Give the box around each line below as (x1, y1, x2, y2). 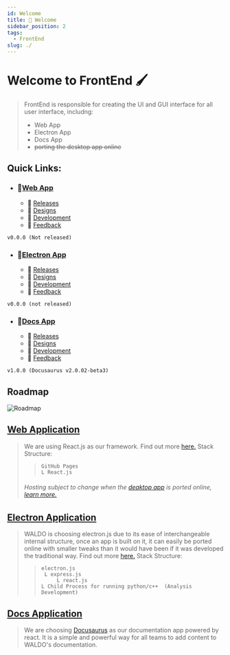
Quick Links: (7, 163, 62, 174)
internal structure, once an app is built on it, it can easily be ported (23, 537, 212, 546)
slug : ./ (7, 42, 32, 49)
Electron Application (7, 512, 97, 524)
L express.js (44, 571, 82, 578)
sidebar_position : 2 (7, 23, 67, 30)
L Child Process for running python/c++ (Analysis (41, 583, 192, 590)
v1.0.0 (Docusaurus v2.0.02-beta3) (7, 367, 109, 374)
